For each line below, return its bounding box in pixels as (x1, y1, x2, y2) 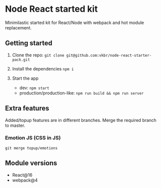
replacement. (5, 24, 32, 30)
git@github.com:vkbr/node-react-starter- (66, 53, 152, 58)
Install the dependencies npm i (12, 66, 74, 71)
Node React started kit (5, 3, 98, 15)
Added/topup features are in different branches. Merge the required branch (5, 117, 157, 123)
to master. (5, 122, 25, 128)
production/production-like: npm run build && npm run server (19, 90, 144, 96)
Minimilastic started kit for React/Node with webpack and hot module (5, 20, 144, 25)
